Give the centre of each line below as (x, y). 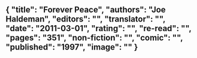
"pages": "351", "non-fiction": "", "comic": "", (94, 38)
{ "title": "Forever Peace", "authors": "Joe (86, 10)
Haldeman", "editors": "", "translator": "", (86, 19)
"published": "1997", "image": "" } (72, 47)
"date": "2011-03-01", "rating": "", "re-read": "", (99, 28)
